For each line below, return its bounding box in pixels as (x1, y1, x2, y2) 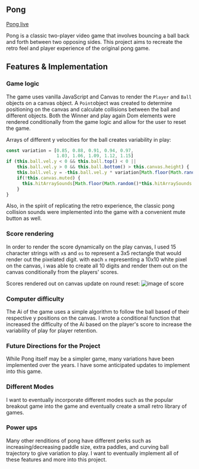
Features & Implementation (6, 62, 108, 72)
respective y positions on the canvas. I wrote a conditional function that (6, 314, 181, 321)
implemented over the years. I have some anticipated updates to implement (6, 362, 190, 369)
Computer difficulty (6, 295, 65, 303)
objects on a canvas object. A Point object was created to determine (6, 99, 172, 106)
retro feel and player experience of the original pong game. (6, 44, 150, 52)
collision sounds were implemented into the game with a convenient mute (6, 209, 185, 216)
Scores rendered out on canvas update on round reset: (6, 280, 140, 287)
